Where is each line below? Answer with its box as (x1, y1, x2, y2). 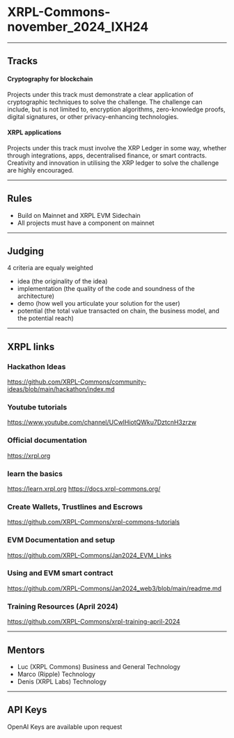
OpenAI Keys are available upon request (7, 722, 123, 731)
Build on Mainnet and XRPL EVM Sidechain (17, 211, 141, 219)
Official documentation (7, 436, 87, 446)
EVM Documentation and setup (7, 535, 116, 545)
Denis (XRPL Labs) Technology (17, 677, 107, 686)
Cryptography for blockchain (7, 74, 93, 83)
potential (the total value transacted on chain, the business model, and (17, 307, 219, 315)
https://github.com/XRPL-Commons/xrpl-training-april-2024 (7, 618, 180, 626)
